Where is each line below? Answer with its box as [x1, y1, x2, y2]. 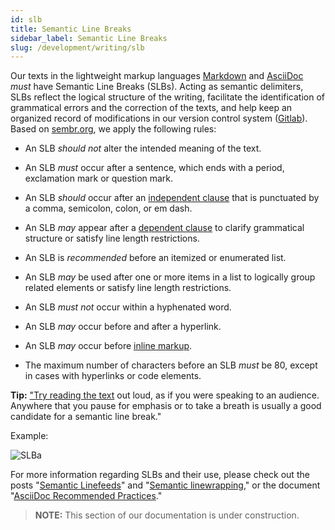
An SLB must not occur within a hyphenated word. [24, 301, 232, 313]
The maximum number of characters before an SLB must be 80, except [24, 359, 318, 371]
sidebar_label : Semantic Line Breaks [10, 33, 168, 43]
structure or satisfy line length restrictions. [24, 232, 200, 245]
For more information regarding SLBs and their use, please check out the [10, 469, 310, 481]
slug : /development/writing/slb [10, 42, 145, 53]
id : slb [10, 14, 43, 25]
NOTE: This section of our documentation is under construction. [34, 509, 300, 521]
